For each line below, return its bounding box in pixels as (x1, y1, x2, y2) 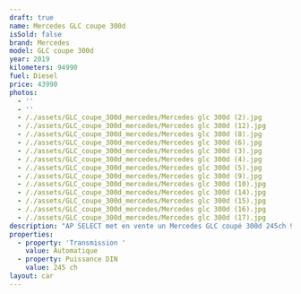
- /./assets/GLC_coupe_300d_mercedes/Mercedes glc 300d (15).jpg (17, 196, 267, 206)
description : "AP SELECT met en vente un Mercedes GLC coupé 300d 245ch (9, 221, 287, 230)
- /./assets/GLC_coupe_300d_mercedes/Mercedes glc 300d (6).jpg (17, 138, 262, 147)
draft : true (9, 13, 54, 22)
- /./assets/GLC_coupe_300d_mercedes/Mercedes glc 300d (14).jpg (17, 188, 267, 197)
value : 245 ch (25, 264, 78, 272)
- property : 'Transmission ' (17, 238, 126, 247)
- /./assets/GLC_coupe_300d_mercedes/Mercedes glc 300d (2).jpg (17, 113, 262, 122)
